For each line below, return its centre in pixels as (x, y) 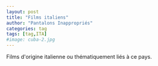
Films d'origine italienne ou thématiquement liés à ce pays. (79, 57)
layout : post (23, 12)
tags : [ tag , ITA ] (27, 34)
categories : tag (27, 28)
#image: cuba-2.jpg (31, 40)
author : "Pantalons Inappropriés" (50, 23)
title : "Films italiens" (37, 17)
